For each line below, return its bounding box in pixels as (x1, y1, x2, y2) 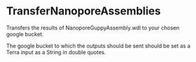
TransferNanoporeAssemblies (6, 4, 161, 18)
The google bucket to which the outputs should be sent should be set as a (6, 42, 191, 49)
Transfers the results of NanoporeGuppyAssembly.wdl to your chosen (6, 24, 180, 31)
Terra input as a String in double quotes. (6, 48, 107, 55)
